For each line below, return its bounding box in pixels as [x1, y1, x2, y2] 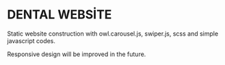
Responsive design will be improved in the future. [7, 50, 146, 58]
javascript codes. [7, 36, 56, 44]
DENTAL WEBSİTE [7, 7, 112, 23]
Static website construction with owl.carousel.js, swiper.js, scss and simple [7, 29, 219, 38]
